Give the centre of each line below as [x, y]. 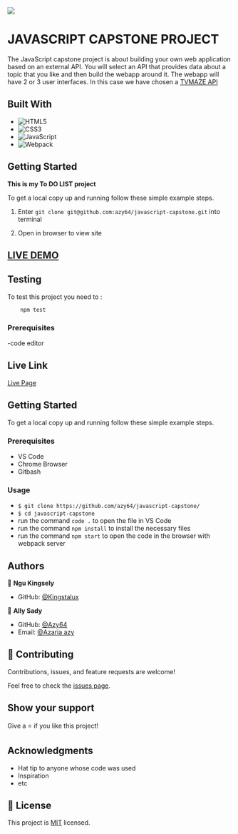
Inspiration [33, 775]
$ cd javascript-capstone [56, 514]
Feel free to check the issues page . [59, 686]
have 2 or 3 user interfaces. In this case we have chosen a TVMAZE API [113, 81]
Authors [26, 566]
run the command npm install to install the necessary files [104, 529]
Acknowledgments [51, 751]
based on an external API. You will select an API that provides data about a [117, 66]
